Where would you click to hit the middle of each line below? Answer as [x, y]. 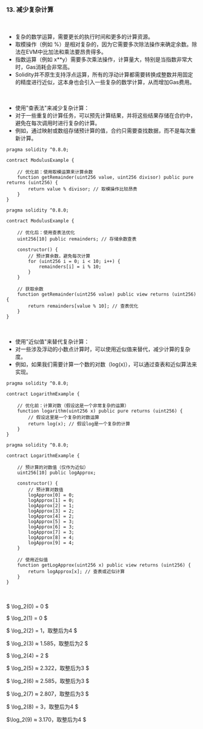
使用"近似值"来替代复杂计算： [52, 342]
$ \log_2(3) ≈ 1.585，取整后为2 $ [47, 644]
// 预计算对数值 [46, 490]
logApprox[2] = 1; [51, 506]
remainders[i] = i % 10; [70, 267]
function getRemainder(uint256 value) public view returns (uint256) [107, 295]
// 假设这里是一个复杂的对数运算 [64, 418]
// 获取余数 [30, 289]
